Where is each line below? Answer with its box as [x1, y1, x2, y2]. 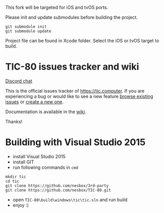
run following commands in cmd [12, 164, 78, 171]
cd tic [5, 179, 19, 184]
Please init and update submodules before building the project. [5, 14, 138, 20]
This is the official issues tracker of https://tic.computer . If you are [5, 88, 145, 94]
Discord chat [5, 78, 32, 84]
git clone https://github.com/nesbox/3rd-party [5, 183, 109, 188]
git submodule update [5, 29, 52, 34]
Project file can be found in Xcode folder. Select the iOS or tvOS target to [5, 38, 159, 44]
